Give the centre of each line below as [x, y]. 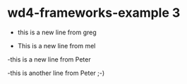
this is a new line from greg [57, 32]
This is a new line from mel [56, 45]
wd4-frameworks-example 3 [94, 13]
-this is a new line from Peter [49, 59]
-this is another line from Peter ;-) [56, 73]
